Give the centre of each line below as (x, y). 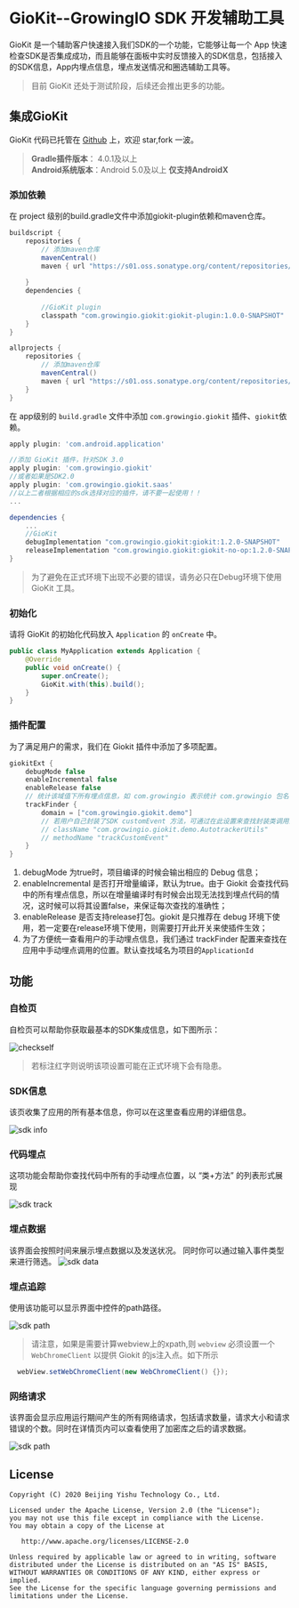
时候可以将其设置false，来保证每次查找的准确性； (137, 906)
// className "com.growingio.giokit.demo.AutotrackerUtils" (155, 829)
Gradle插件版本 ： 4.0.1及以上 (84, 158)
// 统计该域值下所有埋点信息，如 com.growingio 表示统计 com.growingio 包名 (157, 796)
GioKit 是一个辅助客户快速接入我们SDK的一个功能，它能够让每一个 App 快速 (148, 44)
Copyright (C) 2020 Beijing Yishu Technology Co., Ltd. (115, 1495)
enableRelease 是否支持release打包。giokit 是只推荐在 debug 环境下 (147, 917)
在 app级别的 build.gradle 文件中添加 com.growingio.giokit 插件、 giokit (144, 416)
